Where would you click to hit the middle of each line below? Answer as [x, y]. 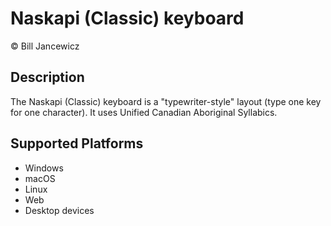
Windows [44, 168]
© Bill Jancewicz [45, 46]
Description [47, 77]
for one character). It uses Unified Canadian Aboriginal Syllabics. [144, 112]
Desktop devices [59, 210]
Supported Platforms [77, 143]
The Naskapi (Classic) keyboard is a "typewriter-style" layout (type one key [166, 101]
